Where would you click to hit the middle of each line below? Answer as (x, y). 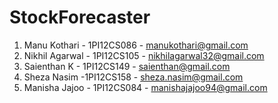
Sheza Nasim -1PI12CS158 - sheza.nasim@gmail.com (133, 77)
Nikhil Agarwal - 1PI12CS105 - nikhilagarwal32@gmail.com (144, 55)
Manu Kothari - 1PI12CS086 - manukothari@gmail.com (136, 45)
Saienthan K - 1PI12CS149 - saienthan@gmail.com (127, 66)
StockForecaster (80, 17)
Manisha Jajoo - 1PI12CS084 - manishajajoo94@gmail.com (145, 87)
